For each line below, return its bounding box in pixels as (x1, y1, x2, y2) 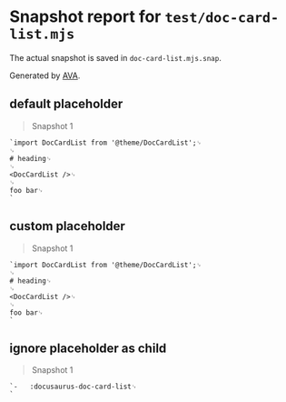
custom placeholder (9, 218, 125, 234)
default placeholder (9, 96, 123, 112)
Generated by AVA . (9, 70, 81, 81)
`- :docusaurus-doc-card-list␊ (9, 382, 138, 392)
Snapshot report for (9, 6, 162, 27)
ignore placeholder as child (9, 340, 167, 356)
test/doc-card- (164, 9, 280, 26)
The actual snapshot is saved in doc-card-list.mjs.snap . (9, 52, 222, 63)
